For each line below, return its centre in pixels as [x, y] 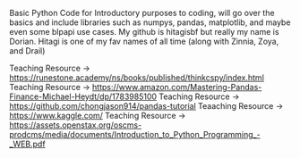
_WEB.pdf [28, 144]
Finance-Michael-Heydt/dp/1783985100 [83, 96]
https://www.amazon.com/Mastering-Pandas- [177, 87]
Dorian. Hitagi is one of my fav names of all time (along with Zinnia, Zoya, [144, 41]
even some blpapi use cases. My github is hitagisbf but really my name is [144, 32]
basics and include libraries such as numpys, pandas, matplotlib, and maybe [150, 22]
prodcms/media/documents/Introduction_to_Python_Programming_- [135, 134]
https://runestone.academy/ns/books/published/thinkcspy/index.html [137, 78]
